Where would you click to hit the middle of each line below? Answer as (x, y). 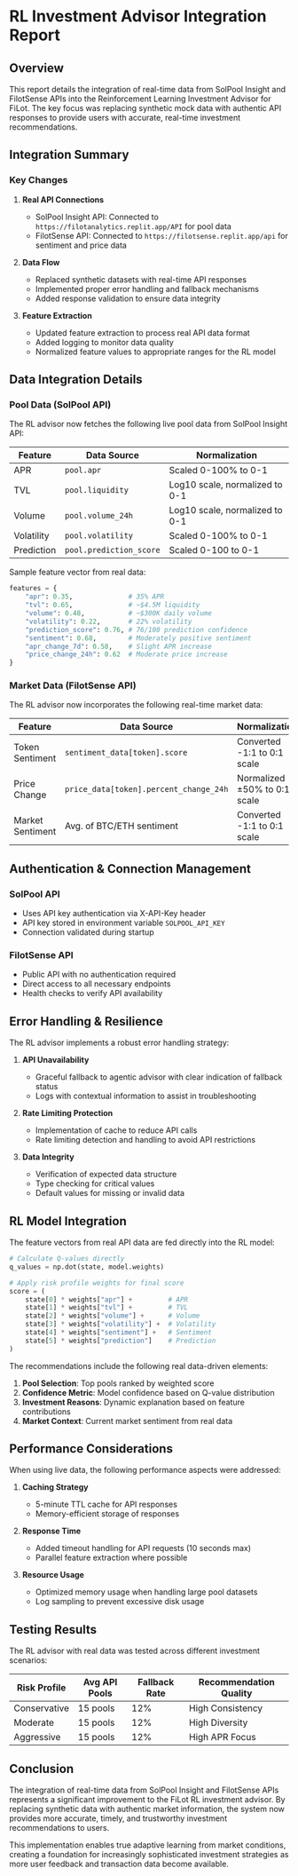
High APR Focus (223, 1737)
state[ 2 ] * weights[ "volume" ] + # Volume (113, 1316)
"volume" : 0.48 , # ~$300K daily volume (119, 613)
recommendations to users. (59, 1828)
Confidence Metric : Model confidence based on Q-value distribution (148, 1392)
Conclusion (42, 1769)
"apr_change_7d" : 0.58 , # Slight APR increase (119, 646)
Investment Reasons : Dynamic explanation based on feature (133, 1402)
